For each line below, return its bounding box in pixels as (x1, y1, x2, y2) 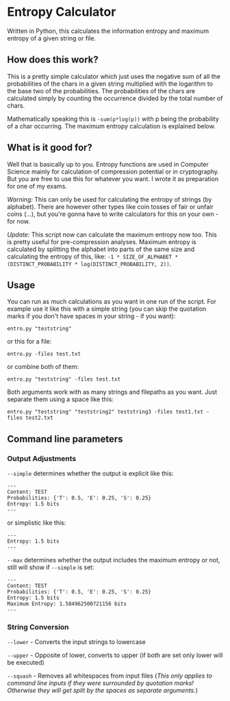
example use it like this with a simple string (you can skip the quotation (7, 305, 207, 313)
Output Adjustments (7, 453, 77, 463)
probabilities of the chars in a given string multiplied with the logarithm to (7, 80, 214, 88)
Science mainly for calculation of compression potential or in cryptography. (7, 167, 220, 176)
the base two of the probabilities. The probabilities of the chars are (7, 86, 196, 95)
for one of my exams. (7, 182, 67, 190)
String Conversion (7, 622, 70, 632)
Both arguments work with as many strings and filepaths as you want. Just (7, 388, 218, 396)
